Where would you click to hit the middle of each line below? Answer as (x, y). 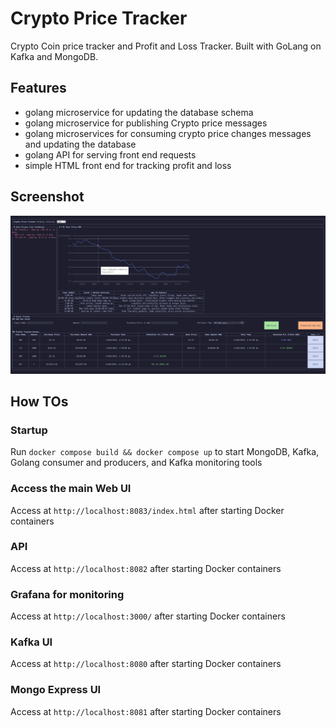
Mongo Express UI (56, 690)
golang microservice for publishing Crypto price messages (146, 123)
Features (38, 88)
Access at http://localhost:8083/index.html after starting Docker (147, 510)
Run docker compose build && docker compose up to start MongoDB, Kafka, (165, 452)
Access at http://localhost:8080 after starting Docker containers (146, 664)
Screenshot (47, 197)
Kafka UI (31, 642)
